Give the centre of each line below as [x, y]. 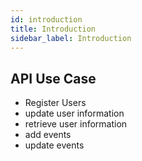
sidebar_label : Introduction [71, 38]
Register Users [55, 103]
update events [54, 145]
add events [48, 135]
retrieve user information [76, 124]
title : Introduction [53, 29]
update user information [74, 113]
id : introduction [46, 19]
